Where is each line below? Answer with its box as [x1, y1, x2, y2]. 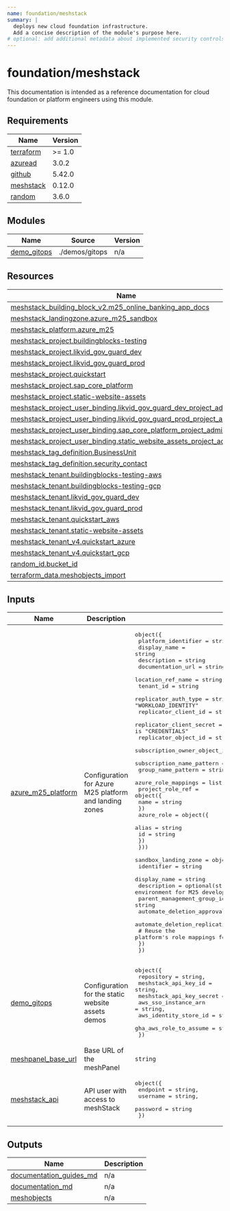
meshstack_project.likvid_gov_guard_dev [10, 347, 142, 356]
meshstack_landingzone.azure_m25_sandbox [10, 313, 157, 323]
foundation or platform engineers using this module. [7, 95, 154, 104]
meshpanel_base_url [10, 1054, 77, 1064]
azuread [10, 158, 38, 168]
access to [84, 1095, 116, 1105]
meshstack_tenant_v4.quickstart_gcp [10, 547, 130, 557]
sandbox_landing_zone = [134, 857, 209, 864]
